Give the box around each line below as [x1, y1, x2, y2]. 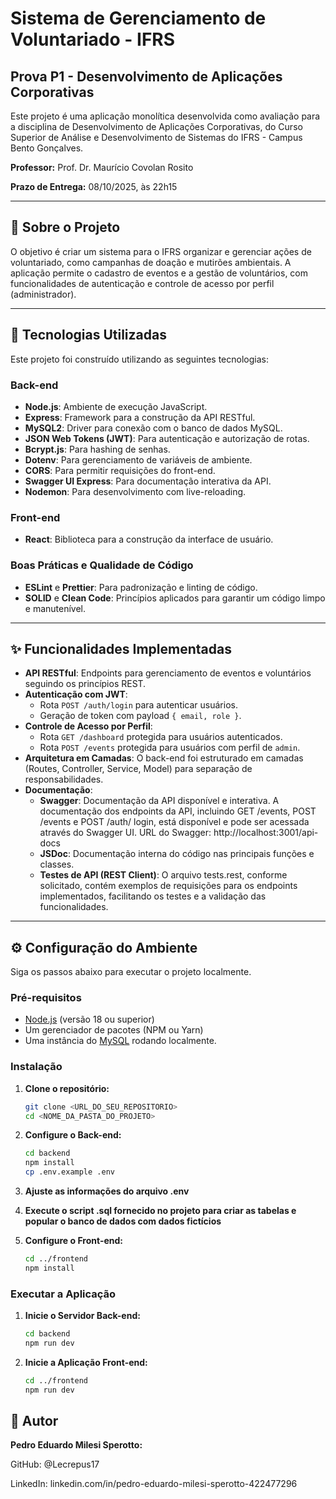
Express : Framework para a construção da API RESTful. [24, 411, 256, 423]
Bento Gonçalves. [10, 142, 84, 154]
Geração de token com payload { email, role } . [39, 710, 242, 722]
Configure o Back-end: [24, 1129, 122, 1141]
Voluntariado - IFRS [10, 28, 176, 51]
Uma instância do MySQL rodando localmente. [24, 1035, 217, 1047]
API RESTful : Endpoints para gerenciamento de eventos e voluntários [24, 667, 312, 679]
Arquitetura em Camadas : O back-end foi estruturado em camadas [24, 752, 304, 764]
